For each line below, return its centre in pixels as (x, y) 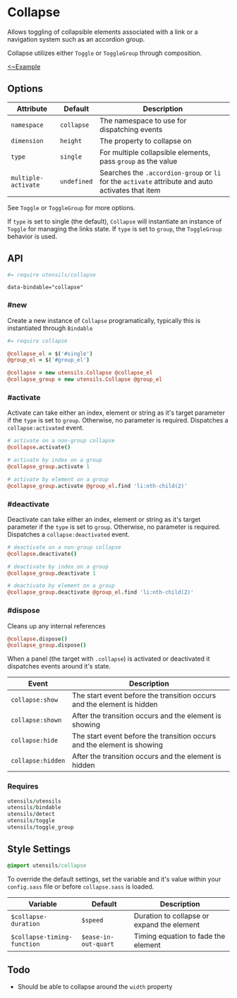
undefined (76, 181)
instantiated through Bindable (50, 328)
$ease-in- (98, 937)
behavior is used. (32, 236)
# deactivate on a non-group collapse (64, 547)
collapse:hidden (38, 761)
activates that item (130, 190)
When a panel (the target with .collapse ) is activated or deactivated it (109, 659)
